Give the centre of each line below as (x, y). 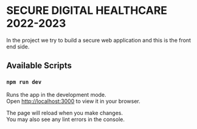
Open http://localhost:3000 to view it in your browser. (74, 101)
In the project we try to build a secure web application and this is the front (99, 40)
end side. (18, 47)
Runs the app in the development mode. (56, 94)
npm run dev (24, 82)
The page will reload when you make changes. (65, 113)
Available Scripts (39, 66)
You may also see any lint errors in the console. (65, 119)
